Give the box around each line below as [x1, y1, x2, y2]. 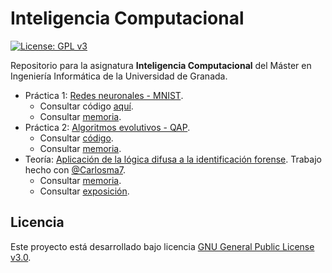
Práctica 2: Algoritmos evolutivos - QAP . [24, 121, 191, 133]
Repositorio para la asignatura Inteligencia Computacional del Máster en [10, 59, 312, 71]
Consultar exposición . [39, 185, 130, 197]
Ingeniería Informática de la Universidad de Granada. [10, 70, 228, 82]
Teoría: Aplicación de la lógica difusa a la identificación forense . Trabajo [24, 153, 322, 165]
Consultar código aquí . [39, 100, 134, 112]
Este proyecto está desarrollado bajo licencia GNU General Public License [10, 240, 315, 252]
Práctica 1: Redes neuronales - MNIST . [24, 89, 184, 101]
